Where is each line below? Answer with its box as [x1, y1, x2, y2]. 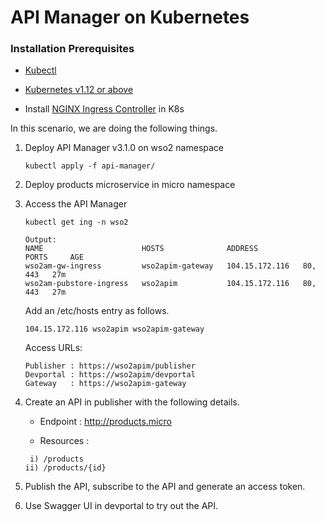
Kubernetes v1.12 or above [24, 84, 134, 96]
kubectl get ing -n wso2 [24, 217, 129, 228]
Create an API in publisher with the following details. [24, 396, 240, 408]
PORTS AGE [24, 252, 84, 263]
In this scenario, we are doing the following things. [10, 122, 218, 135]
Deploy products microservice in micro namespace [24, 179, 236, 191]
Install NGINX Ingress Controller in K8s [24, 103, 185, 115]
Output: [24, 235, 57, 245]
